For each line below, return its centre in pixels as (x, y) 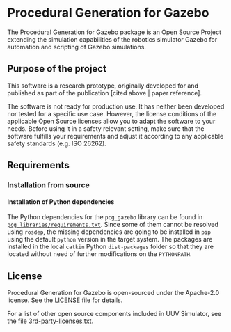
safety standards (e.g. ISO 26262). (57, 143)
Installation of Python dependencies (61, 201)
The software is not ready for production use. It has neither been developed (116, 106)
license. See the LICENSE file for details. (65, 300)
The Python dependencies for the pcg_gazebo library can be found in (105, 217)
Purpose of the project (57, 69)
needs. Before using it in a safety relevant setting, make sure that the (106, 128)
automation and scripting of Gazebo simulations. (77, 47)
